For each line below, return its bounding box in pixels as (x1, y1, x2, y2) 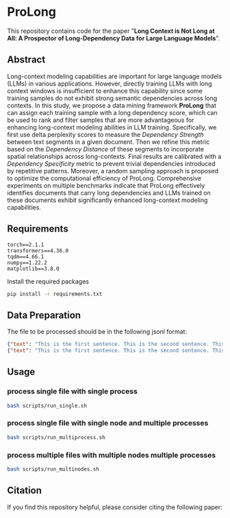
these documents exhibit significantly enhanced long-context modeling (7, 196, 208, 204)
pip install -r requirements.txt (7, 291, 103, 297)
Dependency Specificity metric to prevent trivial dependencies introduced (7, 159, 216, 168)
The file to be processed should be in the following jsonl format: (7, 328, 187, 336)
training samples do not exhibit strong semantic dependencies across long (7, 94, 218, 102)
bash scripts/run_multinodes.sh (7, 466, 99, 473)
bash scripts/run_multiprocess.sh (7, 434, 106, 441)
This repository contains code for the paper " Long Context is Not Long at (7, 27, 215, 35)
